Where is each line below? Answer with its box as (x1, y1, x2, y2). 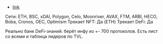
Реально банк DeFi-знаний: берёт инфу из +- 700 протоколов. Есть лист (5, 28, 158, 34)
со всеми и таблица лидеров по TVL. (5, 34, 83, 39)
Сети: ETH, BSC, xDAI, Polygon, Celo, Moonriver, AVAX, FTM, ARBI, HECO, (5, 14, 158, 19)
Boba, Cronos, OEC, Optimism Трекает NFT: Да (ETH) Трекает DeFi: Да (5, 19, 154, 24)
